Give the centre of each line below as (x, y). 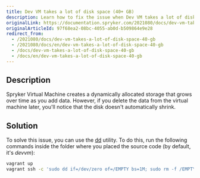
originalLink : (24, 23)
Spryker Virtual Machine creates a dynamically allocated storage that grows (99, 94)
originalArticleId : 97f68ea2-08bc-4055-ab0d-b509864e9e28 (79, 28)
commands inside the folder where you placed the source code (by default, (99, 146)
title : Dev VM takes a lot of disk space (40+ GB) (70, 12)
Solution (22, 126)
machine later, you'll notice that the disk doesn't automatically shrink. (91, 107)
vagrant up (20, 164)
